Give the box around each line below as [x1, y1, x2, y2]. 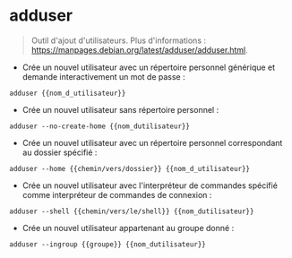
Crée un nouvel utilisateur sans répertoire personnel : [21, 104, 219, 115]
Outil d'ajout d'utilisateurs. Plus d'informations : [30, 35, 207, 46]
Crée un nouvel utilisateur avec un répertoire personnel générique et [21, 62, 276, 73]
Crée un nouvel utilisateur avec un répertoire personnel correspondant [21, 137, 283, 148]
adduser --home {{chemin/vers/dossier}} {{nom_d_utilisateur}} [9, 164, 251, 173]
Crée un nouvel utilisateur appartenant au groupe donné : [21, 222, 235, 233]
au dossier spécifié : [21, 147, 98, 158]
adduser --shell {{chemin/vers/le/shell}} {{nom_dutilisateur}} [9, 207, 254, 216]
